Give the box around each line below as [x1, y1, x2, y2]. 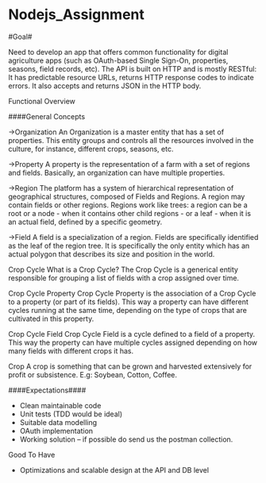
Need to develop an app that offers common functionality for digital [8, 47, 229, 56]
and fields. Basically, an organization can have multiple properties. [8, 168, 226, 177]
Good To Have [8, 450, 56, 459]
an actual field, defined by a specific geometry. [8, 217, 163, 226]
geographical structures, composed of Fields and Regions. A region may [8, 191, 245, 201]
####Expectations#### [8, 385, 87, 395]
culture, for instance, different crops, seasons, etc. [8, 144, 174, 153]
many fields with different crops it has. [8, 346, 133, 355]
